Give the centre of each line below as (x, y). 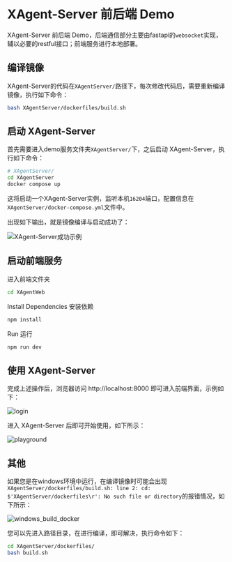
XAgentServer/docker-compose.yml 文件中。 (68, 207)
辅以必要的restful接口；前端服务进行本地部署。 (74, 43)
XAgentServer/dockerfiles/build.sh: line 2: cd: (79, 489)
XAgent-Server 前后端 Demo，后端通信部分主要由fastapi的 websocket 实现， (115, 35)
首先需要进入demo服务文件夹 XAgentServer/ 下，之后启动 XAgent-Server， (113, 149)
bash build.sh (28, 553)
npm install (24, 319)
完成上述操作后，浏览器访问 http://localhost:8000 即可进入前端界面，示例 (113, 388)
